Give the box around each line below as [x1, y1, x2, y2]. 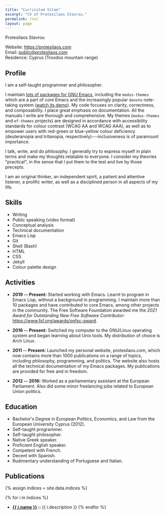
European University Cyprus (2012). [12, 421, 85, 427]
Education [5, 403, 38, 411]
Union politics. [12, 388, 42, 394]
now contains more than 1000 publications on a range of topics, [12, 353, 142, 358]
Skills [5, 198, 22, 207]
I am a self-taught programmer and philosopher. [5, 82, 103, 88]
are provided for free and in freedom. [12, 368, 88, 374]
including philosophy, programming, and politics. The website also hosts [12, 357, 160, 363]
